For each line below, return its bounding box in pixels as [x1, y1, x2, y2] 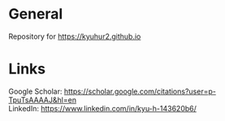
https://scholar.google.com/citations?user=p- [63, 86, 217, 96]
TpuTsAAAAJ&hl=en [8, 94, 77, 105]
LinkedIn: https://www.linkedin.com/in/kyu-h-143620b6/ [8, 103, 197, 113]
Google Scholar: [8, 86, 63, 96]
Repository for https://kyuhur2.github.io [8, 31, 141, 41]
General [8, 5, 63, 23]
